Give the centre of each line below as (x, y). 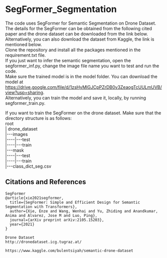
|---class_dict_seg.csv (28, 166)
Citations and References (46, 182)
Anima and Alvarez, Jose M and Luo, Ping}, (51, 215)
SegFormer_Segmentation (61, 9)
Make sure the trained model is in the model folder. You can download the (81, 76)
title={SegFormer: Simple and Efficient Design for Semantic (75, 202)
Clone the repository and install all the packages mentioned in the (73, 50)
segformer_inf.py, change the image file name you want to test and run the (82, 66)
